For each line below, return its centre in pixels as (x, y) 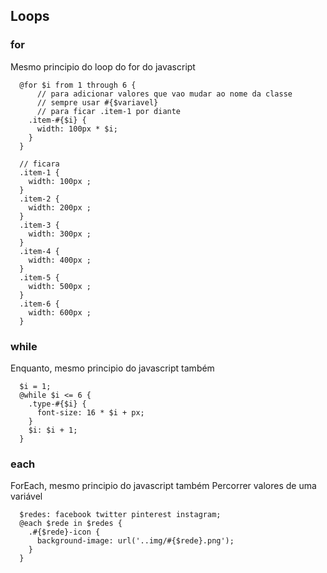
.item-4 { (39, 251)
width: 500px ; (60, 286)
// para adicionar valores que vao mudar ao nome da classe (164, 94)
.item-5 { (39, 277)
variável (26, 496)
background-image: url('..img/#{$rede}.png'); (135, 541)
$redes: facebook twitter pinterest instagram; (120, 515)
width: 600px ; (60, 312)
